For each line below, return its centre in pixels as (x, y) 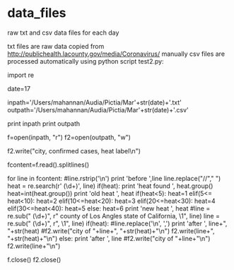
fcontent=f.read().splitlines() (48, 165)
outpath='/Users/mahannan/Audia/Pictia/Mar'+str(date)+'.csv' (98, 110)
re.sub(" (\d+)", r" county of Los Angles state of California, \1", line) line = (114, 216)
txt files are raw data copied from (56, 46)
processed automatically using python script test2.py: (86, 61)
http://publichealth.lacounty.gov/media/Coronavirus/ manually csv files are (116, 54)
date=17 (19, 88)
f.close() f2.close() (34, 259)
